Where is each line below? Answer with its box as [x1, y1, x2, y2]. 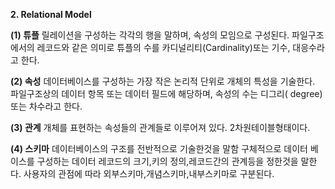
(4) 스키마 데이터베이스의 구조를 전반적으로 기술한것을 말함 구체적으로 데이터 [10, 143, 308, 154]
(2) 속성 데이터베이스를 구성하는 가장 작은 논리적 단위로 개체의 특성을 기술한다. [10, 75, 316, 87]
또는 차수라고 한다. [10, 100, 83, 112]
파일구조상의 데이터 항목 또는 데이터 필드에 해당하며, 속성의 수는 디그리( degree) [10, 88, 323, 99]
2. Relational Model [10, 9, 92, 20]
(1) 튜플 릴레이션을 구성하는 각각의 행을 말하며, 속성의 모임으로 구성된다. [10, 29, 290, 41]
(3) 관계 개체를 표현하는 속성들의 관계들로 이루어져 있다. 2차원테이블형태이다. [10, 122, 311, 133]
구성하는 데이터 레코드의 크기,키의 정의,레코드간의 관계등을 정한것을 [36, 155, 299, 167]
